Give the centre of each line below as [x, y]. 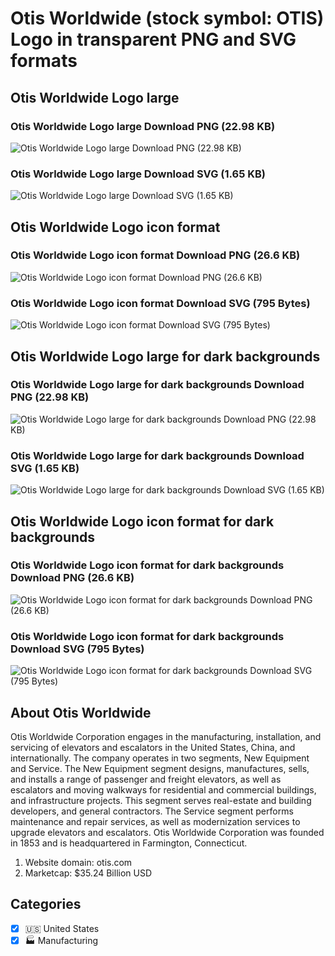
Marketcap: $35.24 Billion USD [88, 873]
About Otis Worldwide [81, 712]
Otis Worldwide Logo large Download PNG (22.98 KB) [143, 126]
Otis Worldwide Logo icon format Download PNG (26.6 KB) [155, 255]
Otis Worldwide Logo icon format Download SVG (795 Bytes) [160, 303]
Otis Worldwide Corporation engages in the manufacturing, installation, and [166, 736]
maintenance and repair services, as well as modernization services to [155, 821]
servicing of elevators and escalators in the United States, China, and [153, 747]
